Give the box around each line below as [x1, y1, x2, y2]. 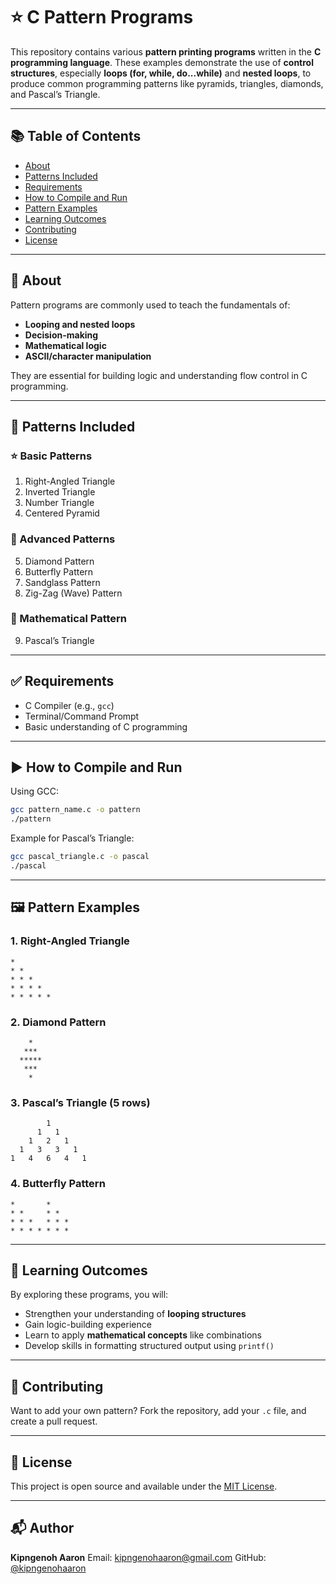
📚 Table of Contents [10, 128, 142, 145]
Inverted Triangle [24, 486, 96, 498]
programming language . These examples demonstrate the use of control [10, 56, 314, 68]
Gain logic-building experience [24, 1319, 152, 1331]
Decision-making [24, 329, 99, 341]
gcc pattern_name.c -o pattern [10, 805, 141, 815]
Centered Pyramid [24, 507, 100, 519]
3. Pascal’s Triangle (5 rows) [10, 1095, 151, 1109]
